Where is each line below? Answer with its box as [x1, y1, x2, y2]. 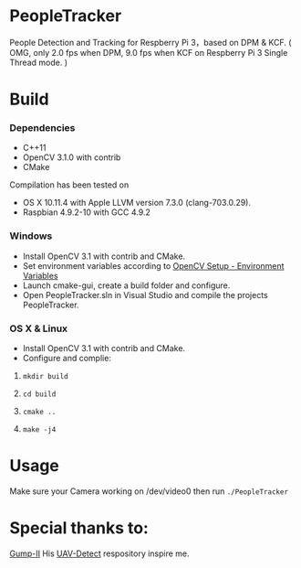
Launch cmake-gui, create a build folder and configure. [22, 280, 231, 291]
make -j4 [22, 425, 57, 434]
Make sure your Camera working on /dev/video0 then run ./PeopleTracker [9, 486, 289, 497]
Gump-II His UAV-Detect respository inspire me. [9, 548, 190, 559]
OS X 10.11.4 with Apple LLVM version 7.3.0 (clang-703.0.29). [22, 198, 251, 209]
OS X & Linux [9, 322, 68, 335]
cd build [22, 390, 57, 399]
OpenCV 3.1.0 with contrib [22, 152, 121, 163]
